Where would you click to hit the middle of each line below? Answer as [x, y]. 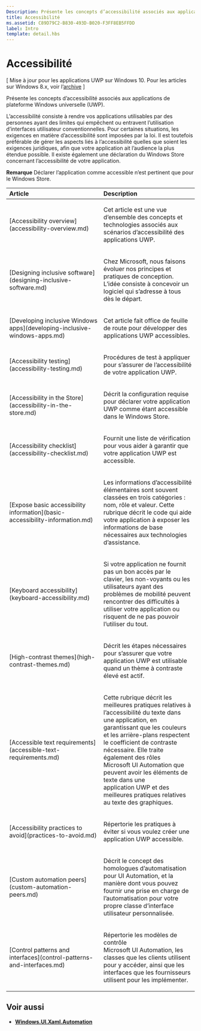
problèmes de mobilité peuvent [147, 594]
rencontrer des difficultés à [141, 602]
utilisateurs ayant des [133, 587]
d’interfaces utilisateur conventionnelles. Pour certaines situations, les [93, 129]
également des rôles [132, 758]
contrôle [115, 943]
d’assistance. [122, 542]
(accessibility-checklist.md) [49, 453]
